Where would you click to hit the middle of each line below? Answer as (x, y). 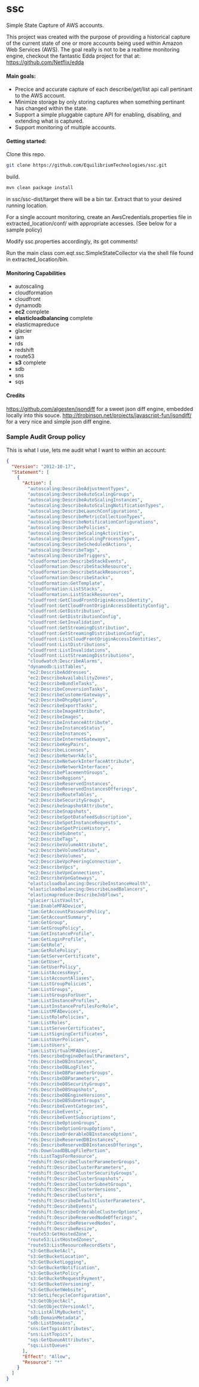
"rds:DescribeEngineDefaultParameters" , (79, 1056)
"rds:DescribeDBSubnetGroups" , (67, 1101)
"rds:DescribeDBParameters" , (64, 1078)
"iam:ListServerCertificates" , (67, 1029)
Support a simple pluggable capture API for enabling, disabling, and (98, 115)
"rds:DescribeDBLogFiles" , (61, 1067)
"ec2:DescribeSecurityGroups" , (67, 801)
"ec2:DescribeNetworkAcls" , (62, 756)
